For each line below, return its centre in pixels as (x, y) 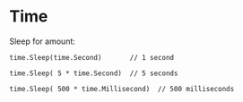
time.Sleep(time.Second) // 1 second (92, 57)
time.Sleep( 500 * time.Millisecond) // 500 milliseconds (122, 89)
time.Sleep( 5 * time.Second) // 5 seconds (94, 73)
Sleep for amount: (43, 41)
